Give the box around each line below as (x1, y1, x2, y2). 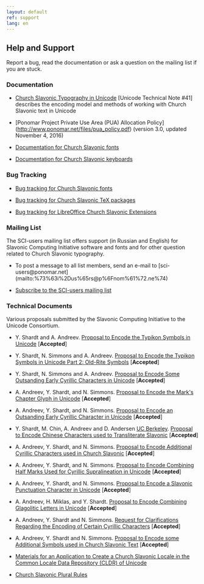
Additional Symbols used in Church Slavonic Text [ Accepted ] (15, 541, 169, 548)
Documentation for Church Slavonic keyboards (15, 156, 133, 163)
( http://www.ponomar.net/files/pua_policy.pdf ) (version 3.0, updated (15, 125, 187, 133)
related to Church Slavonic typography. (6, 250, 105, 257)
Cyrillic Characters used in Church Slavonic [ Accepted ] (15, 450, 155, 457)
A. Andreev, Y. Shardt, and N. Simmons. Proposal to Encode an (15, 407, 174, 414)
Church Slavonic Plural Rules (15, 571, 88, 579)
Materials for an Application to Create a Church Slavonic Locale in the (15, 553, 190, 560)
